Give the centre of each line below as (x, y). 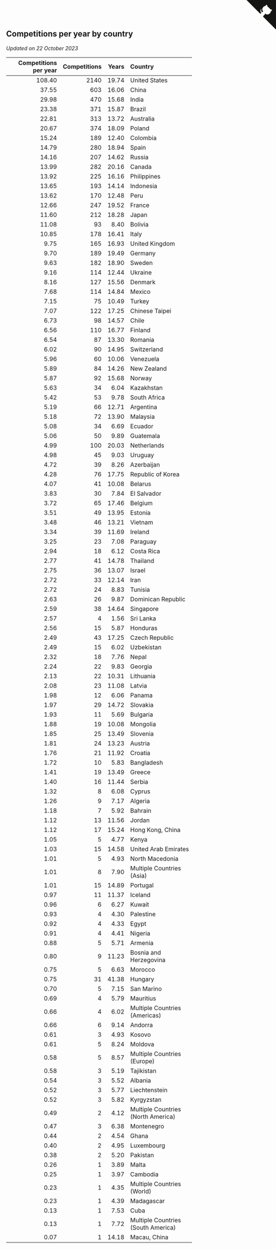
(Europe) (142, 1061)
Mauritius (143, 998)
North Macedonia (154, 859)
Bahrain (141, 810)
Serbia (139, 782)
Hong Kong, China (155, 830)
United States (149, 80)
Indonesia (144, 186)
